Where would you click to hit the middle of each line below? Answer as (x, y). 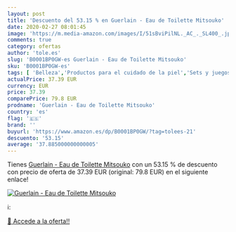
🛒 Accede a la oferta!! (39, 221)
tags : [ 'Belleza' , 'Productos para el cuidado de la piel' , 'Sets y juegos (119, 72)
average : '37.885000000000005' (53, 145)
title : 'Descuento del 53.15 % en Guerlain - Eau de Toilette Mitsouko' (116, 20)
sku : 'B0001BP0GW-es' (39, 66)
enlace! (18, 179)
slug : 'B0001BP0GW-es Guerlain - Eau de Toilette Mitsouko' (97, 60)
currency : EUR (28, 86)
